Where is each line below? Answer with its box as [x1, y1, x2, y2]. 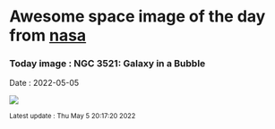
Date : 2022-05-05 [9, 78, 80, 89]
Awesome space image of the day [9, 6, 266, 27]
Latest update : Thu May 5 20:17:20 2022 [9, 112, 136, 121]
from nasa [9, 25, 87, 46]
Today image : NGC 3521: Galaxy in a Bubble [9, 57, 206, 70]
